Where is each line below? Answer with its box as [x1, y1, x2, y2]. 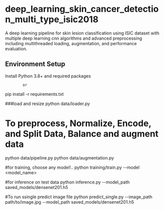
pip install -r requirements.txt [5, 91, 64, 97]
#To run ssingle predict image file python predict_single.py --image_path [5, 194, 153, 200]
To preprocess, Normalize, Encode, [5, 118, 151, 129]
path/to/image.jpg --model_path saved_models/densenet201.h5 [5, 199, 134, 205]
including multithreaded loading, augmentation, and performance [5, 40, 137, 46]
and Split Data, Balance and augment [5, 128, 159, 139]
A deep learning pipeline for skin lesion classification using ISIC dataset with [5, 30, 160, 36]
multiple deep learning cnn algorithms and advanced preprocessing [5, 35, 142, 41]
